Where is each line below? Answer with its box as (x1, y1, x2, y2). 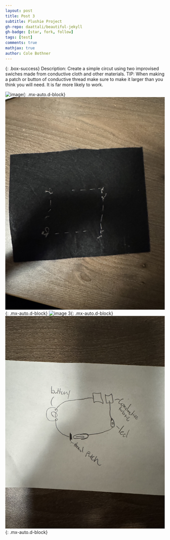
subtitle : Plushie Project (5, 19, 62, 24)
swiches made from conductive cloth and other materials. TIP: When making (5, 71, 164, 77)
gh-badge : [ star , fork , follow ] (5, 29, 73, 35)
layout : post (5, 8, 33, 13)
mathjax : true (5, 46, 35, 51)
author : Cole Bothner (5, 51, 51, 56)
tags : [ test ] (5, 35, 33, 40)
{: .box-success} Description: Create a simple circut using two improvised (5, 65, 159, 71)
